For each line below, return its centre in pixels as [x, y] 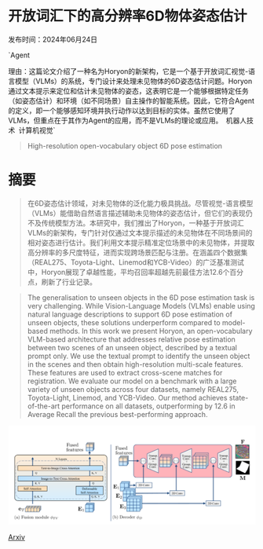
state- [239, 397]
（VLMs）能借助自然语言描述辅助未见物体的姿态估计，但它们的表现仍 [140, 213]
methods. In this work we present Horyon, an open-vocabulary [151, 331]
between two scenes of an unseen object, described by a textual [132, 347]
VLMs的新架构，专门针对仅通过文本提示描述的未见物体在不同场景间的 [140, 232]
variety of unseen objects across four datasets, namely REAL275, [133, 389]
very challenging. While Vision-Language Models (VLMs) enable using [141, 306]
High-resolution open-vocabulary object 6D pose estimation [124, 145]
